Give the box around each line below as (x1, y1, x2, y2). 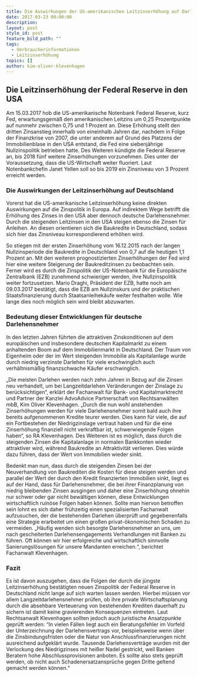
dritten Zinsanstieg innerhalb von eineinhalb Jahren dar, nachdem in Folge (6, 128, 185, 135)
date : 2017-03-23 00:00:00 (6, 14, 72, 20)
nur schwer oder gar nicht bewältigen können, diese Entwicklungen (6, 493, 169, 500)
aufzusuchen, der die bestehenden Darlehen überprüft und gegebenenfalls (6, 512, 188, 519)
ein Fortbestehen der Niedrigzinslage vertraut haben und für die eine (6, 420, 172, 427)
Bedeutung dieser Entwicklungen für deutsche (6, 313, 142, 321)
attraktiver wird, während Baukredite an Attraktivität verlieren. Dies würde (6, 444, 184, 451)
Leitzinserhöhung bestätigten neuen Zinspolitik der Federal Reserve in (6, 584, 176, 591)
